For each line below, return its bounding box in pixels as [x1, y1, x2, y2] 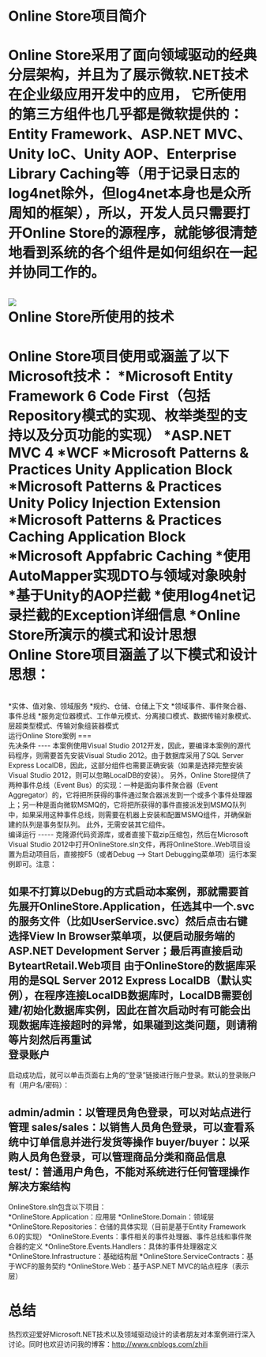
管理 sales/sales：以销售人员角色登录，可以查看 [8, 1120, 245, 1134]
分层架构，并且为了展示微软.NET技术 [8, 66, 249, 84]
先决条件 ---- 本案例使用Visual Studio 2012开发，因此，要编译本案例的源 [8, 741, 245, 751]
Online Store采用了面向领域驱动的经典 [8, 47, 257, 64]
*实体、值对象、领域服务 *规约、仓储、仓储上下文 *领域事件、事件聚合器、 [8, 701, 251, 711]
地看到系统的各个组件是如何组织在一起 [8, 244, 258, 262]
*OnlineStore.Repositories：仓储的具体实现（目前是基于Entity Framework [8, 1222, 246, 1231]
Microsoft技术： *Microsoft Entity [8, 367, 234, 385]
